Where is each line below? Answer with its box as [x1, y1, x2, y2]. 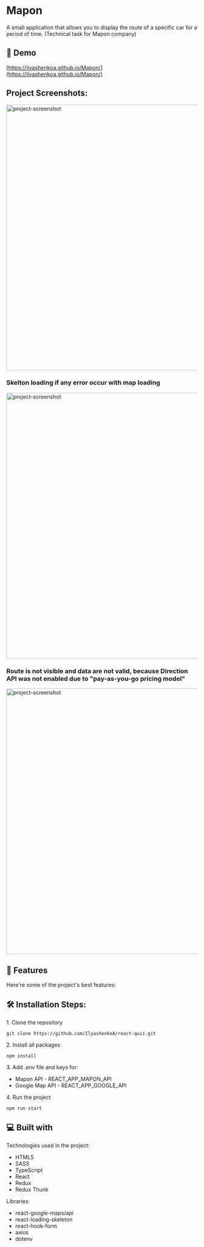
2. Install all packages [6, 1041, 61, 1048]
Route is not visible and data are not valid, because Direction [6, 666, 188, 675]
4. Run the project [6, 1093, 52, 1101]
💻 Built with [6, 1122, 53, 1133]
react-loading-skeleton [15, 1215, 73, 1223]
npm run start [6, 1105, 42, 1112]
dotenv [15, 1235, 33, 1242]
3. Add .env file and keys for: [6, 1064, 78, 1071]
